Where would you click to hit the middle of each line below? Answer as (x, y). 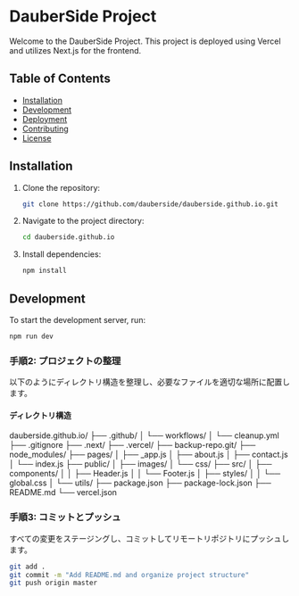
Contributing (45, 128)
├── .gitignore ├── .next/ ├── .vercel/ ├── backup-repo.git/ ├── (133, 445)
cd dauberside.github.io (68, 237)
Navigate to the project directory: (83, 221)
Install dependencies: (62, 254)
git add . (28, 567)
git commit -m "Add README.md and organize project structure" (129, 575)
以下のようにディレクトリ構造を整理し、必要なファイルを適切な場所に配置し (150, 382)
